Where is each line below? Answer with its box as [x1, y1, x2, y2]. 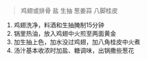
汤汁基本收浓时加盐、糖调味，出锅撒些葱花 [13, 47, 135, 54]
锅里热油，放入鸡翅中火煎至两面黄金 [13, 30, 117, 37]
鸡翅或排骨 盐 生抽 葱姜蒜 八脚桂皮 [20, 7, 118, 14]
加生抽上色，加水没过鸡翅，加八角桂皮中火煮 [13, 38, 141, 46]
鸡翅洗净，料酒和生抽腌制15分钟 [13, 21, 104, 29]
